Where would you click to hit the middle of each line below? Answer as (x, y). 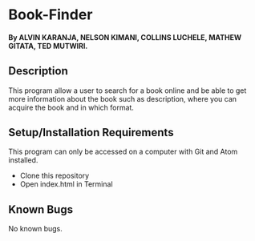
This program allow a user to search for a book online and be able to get (127, 90)
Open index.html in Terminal (67, 184)
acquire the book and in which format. (71, 107)
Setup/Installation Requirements (91, 133)
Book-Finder (51, 15)
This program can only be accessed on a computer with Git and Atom (123, 152)
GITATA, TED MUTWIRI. (48, 46)
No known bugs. (35, 229)
